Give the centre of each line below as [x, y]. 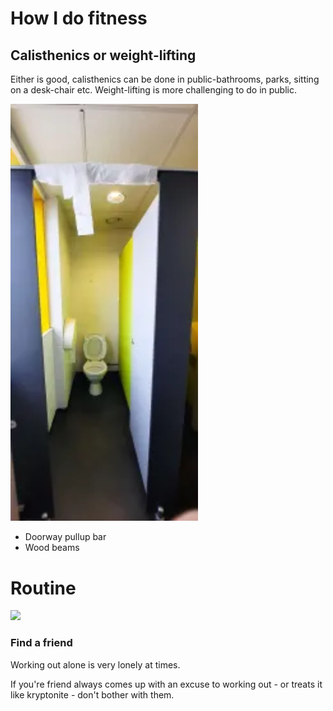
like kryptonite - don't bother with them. [92, 694]
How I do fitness [79, 18]
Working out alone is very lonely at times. [95, 664]
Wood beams [52, 548]
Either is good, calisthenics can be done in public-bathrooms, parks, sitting [165, 79]
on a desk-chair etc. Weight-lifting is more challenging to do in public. [153, 90]
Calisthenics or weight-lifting [103, 55]
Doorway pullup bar [65, 537]
